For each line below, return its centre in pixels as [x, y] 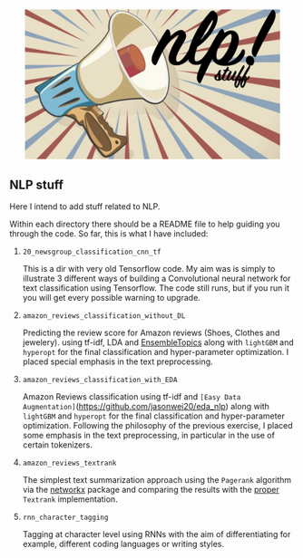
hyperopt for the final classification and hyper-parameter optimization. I [155, 352]
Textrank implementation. [70, 499]
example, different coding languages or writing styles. [123, 544]
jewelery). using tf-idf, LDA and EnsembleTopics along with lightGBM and [158, 342]
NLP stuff [36, 184]
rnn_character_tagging [65, 518]
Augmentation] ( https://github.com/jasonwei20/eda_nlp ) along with [146, 407]
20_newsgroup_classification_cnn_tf [92, 252]
